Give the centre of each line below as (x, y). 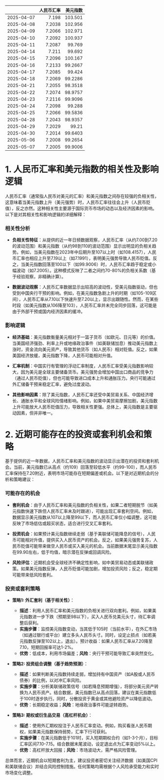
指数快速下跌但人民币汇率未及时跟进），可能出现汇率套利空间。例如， (86, 511)
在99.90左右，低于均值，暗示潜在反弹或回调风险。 (63, 552)
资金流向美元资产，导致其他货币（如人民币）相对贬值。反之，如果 (91, 349)
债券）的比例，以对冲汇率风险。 (51, 680)
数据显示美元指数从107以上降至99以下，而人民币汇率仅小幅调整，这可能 (84, 517)
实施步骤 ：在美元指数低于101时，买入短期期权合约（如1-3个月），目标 (89, 738)
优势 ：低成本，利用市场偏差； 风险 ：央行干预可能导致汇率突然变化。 (88, 653)
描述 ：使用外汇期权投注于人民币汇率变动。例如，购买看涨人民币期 (86, 726)
